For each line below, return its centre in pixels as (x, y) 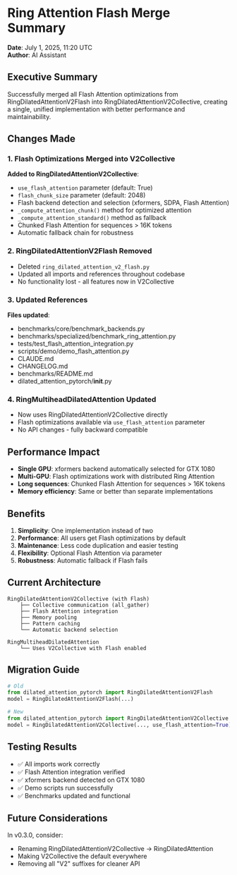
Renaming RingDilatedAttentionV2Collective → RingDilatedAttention (115, 849)
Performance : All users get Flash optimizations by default (102, 538)
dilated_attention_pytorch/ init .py (65, 381)
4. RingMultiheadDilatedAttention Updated (82, 399)
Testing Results (42, 747)
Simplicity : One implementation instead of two (85, 530)
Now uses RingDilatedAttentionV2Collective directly (92, 415)
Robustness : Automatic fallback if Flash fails (83, 560)
